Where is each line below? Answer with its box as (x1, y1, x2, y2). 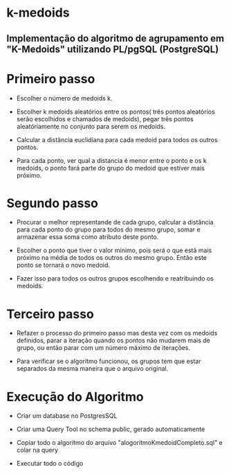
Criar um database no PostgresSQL (16, 412, 118, 420)
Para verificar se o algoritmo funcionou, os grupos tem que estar (16, 357, 201, 365)
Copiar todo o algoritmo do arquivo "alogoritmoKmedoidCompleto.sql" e (16, 439, 223, 447)
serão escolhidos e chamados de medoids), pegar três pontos (16, 114, 194, 123)
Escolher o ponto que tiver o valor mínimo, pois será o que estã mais (16, 246, 212, 254)
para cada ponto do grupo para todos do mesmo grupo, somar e (16, 225, 201, 234)
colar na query (16, 446, 59, 455)
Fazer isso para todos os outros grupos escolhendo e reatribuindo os (16, 274, 214, 283)
